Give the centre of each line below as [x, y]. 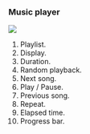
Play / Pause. [42, 87]
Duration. [35, 62]
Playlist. [33, 45]
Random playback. [51, 70]
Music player [34, 12]
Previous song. [45, 95]
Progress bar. [42, 121]
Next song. [38, 79]
